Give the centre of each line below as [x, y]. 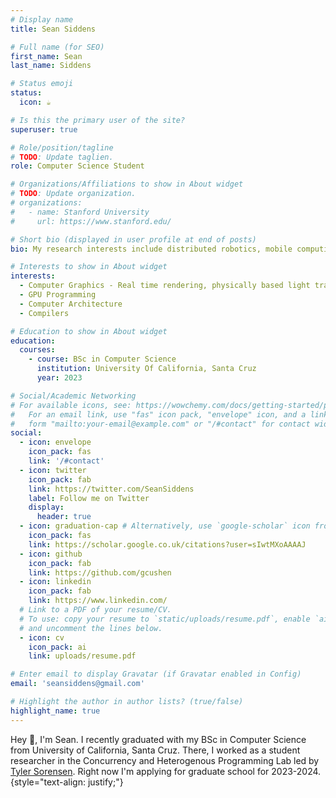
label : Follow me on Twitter [89, 498]
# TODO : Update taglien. [62, 157]
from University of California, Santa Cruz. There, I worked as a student [155, 750]
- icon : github [51, 554]
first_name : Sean [46, 56]
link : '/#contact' [66, 461]
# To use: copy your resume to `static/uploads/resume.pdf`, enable [165, 619]
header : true [64, 517]
